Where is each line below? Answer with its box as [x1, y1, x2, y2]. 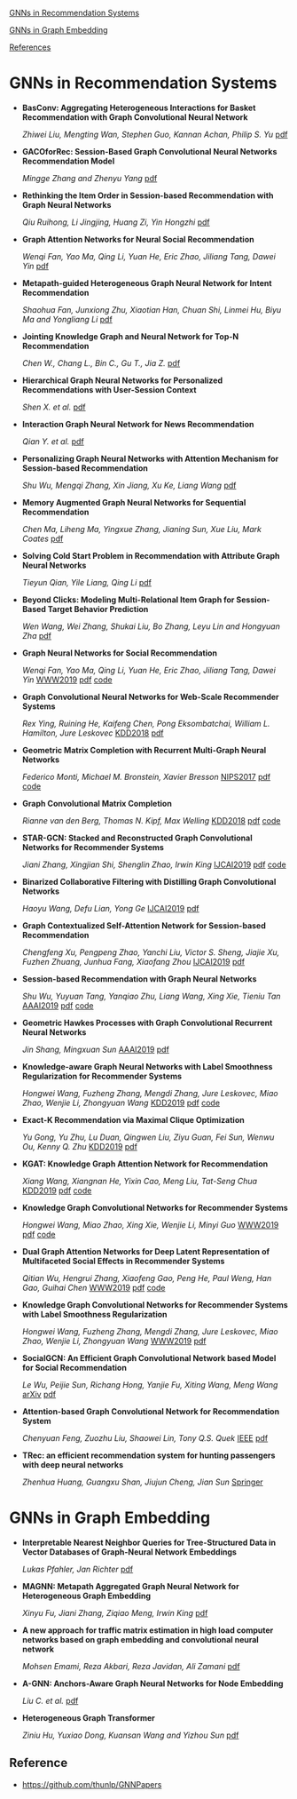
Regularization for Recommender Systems [21, 1071, 183, 1081]
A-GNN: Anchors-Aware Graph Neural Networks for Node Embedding [21, 1678, 284, 1689]
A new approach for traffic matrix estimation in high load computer [21, 1625, 274, 1636]
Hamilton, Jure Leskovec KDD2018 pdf [21, 728, 164, 738]
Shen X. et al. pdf [21, 402, 86, 412]
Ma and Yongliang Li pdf [21, 314, 113, 324]
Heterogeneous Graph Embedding [21, 1590, 152, 1601]
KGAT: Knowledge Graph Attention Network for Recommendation [21, 1158, 269, 1169]
